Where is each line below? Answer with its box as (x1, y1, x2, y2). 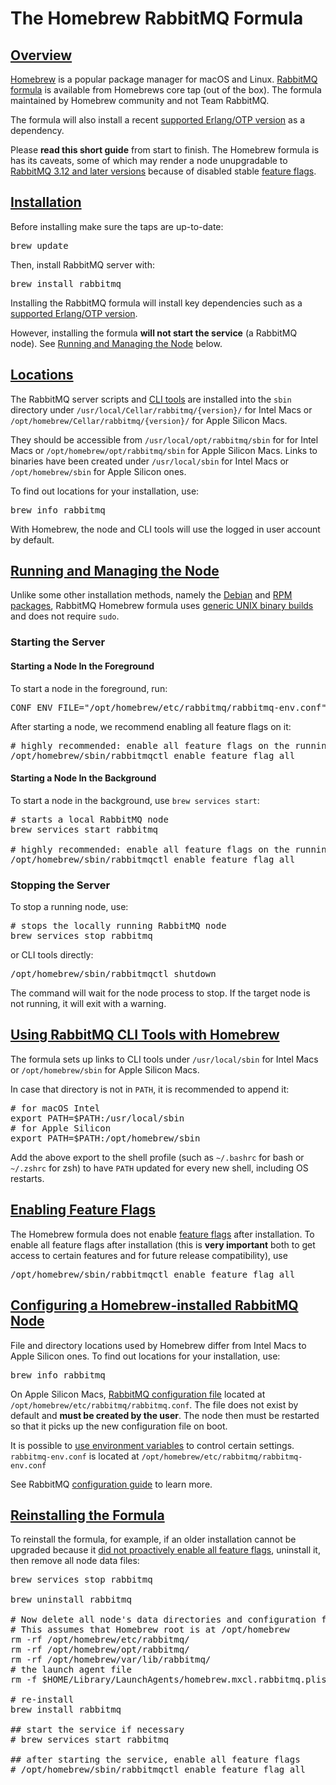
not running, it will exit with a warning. (10, 998, 167, 1010)
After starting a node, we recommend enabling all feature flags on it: (10, 720, 292, 732)
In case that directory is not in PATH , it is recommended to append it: (10, 1083, 290, 1095)
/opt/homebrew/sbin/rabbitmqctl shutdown (10, 968, 217, 980)
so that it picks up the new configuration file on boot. (10, 1420, 228, 1432)
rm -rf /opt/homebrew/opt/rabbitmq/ (10, 1644, 190, 1656)
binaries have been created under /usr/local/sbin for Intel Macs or (10, 455, 290, 467)
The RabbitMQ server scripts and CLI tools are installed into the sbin (10, 393, 292, 405)
